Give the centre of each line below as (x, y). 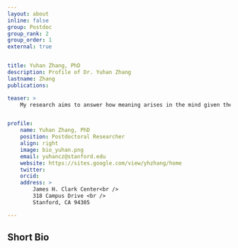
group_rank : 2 (28, 34)
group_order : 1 (30, 40)
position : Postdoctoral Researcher (73, 137)
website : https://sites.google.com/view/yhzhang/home (101, 163)
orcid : (30, 176)
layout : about (28, 14)
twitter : (33, 170)
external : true (30, 47)
